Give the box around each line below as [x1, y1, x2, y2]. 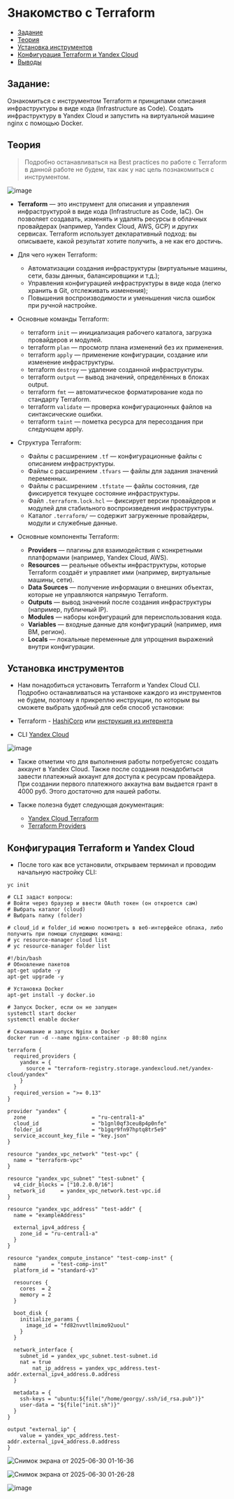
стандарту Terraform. [27, 395, 92, 403]
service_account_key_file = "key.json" [13, 1133, 130, 1140]
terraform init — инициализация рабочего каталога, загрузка [27, 328, 212, 336]
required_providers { [13, 1053, 77, 1060]
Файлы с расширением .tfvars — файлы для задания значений [27, 466, 219, 475]
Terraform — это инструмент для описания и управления [17, 199, 190, 208]
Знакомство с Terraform [7, 5, 156, 21]
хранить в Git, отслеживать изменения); [27, 286, 148, 294]
